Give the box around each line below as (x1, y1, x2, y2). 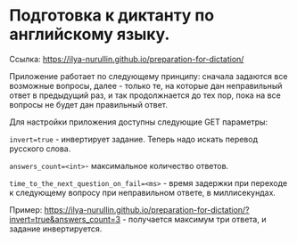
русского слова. (9, 143, 71, 154)
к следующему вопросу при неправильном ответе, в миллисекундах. (9, 187, 276, 198)
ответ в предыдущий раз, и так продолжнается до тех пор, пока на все (9, 90, 281, 101)
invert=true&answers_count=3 (9, 214, 121, 224)
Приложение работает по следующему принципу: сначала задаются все (9, 70, 288, 81)
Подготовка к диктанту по (9, 5, 215, 26)
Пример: (9, 204, 43, 215)
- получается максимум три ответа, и (122, 214, 267, 224)
